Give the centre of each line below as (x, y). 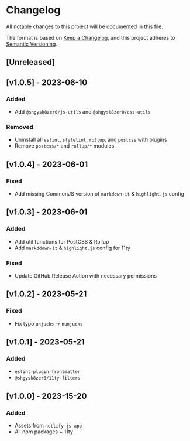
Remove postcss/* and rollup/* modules (64, 146)
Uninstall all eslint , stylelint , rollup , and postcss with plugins (91, 140)
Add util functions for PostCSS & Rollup (62, 241)
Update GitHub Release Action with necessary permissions (85, 275)
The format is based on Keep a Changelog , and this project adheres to (91, 37)
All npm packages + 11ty (44, 432)
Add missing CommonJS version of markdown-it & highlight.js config (99, 194)
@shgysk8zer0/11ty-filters (47, 378)
